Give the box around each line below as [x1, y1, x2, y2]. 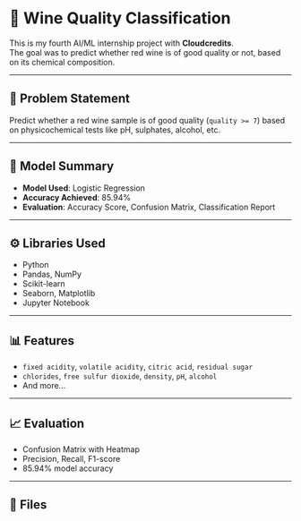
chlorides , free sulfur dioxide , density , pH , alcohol [21, 371, 218, 381]
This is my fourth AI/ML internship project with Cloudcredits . [9, 38, 235, 48]
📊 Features [9, 333, 74, 348]
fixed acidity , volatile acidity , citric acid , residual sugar [21, 362, 254, 372]
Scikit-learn [21, 278, 65, 289]
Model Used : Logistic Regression [21, 183, 146, 193]
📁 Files [9, 497, 47, 513]
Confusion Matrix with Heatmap [21, 444, 141, 455]
